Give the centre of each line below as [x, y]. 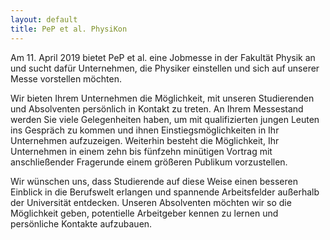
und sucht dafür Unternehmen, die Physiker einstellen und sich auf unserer [165, 68]
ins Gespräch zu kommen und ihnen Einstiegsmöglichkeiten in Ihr [145, 130]
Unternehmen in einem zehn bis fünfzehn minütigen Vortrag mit [141, 151]
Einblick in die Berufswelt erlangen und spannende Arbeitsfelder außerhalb [165, 192]
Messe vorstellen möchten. [66, 78]
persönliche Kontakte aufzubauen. [81, 223]
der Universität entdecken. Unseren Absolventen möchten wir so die [151, 202]
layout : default [44, 19]
